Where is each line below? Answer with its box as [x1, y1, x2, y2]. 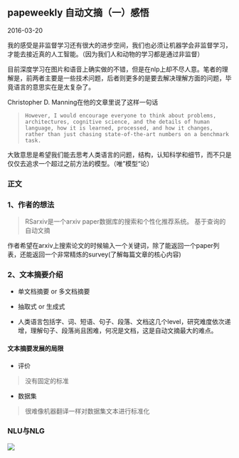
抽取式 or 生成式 [17, 302, 65, 311]
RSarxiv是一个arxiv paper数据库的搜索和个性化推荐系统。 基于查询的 [24, 217, 226, 226]
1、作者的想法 [7, 199, 55, 209]
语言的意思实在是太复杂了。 [13, 83, 95, 91]
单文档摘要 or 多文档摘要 [17, 287, 90, 296]
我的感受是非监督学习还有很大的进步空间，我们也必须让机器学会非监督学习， [7, 41, 232, 49]
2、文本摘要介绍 [7, 269, 63, 279]
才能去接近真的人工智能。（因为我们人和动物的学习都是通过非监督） [7, 49, 204, 58]
